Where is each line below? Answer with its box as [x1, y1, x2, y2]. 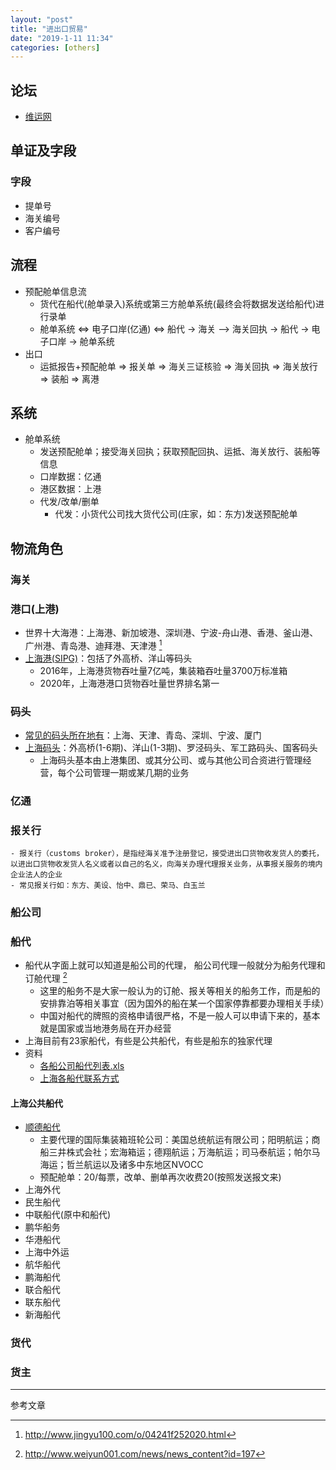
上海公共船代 [10, 1097, 63, 1109]
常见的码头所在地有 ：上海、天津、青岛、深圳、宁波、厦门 [24, 729, 262, 741]
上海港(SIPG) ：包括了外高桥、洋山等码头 [24, 652, 193, 664]
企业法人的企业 [10, 870, 63, 880]
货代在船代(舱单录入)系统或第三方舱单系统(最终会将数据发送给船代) [39, 297, 317, 310]
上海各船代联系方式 [39, 1072, 120, 1085]
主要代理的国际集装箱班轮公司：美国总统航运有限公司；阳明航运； [39, 1134, 312, 1146]
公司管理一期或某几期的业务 [74, 766, 190, 778]
